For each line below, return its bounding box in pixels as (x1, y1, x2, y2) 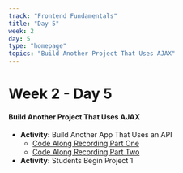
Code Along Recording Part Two (32, 147, 140, 157)
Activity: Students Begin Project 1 (19, 156, 134, 166)
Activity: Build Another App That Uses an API (19, 130, 172, 140)
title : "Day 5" (8, 19, 60, 28)
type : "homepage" (8, 42, 67, 50)
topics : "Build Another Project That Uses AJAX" (8, 50, 176, 58)
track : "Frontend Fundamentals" (8, 11, 117, 20)
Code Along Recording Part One (32, 139, 140, 149)
